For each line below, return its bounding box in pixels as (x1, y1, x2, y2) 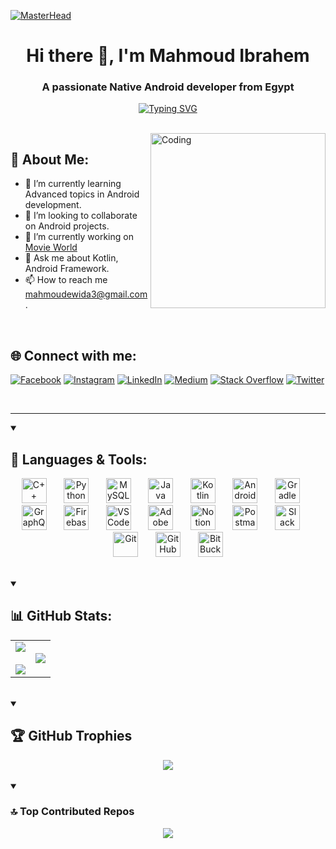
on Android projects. (24, 220, 110, 232)
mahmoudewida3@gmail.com (24, 288, 148, 300)
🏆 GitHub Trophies (10, 728, 133, 745)
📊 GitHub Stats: (10, 608, 113, 625)
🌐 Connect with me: (10, 347, 137, 364)
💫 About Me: (10, 151, 90, 168)
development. (24, 199, 82, 211)
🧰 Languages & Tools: (10, 451, 148, 468)
